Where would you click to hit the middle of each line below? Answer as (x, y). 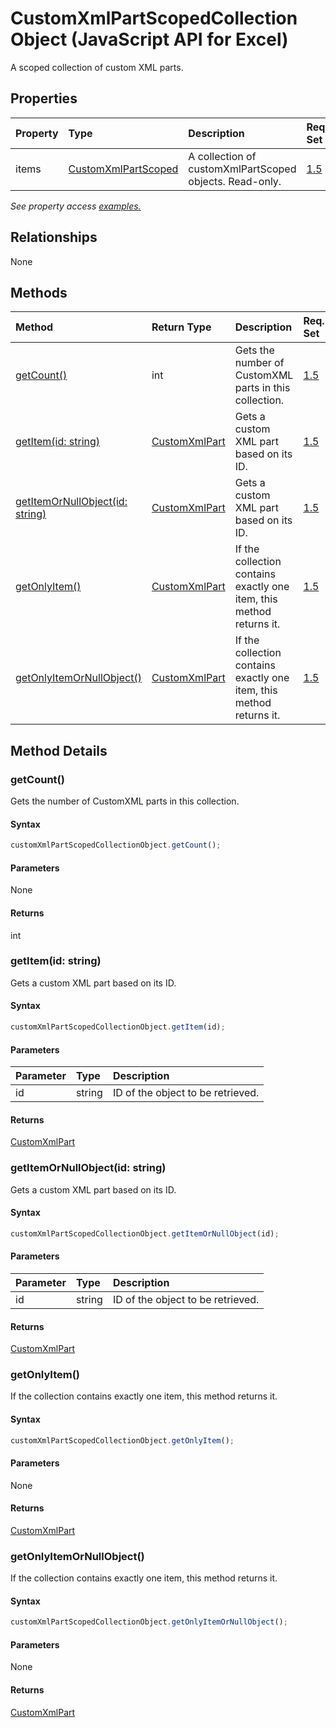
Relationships (54, 237)
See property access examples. (76, 206)
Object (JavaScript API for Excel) (149, 39)
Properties (44, 98)
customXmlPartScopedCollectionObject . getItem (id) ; (118, 1027)
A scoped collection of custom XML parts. (97, 67)
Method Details (59, 750)
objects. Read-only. (235, 181)
